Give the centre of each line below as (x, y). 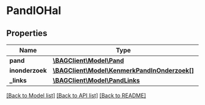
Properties (27, 33)
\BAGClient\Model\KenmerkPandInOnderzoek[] (123, 71)
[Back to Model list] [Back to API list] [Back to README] (76, 96)
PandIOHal (34, 11)
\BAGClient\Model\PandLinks (96, 80)
